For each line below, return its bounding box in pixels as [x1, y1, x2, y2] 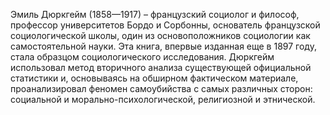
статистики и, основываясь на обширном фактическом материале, [10, 72, 299, 84]
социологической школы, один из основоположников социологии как [10, 30, 311, 41]
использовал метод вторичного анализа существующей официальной [10, 62, 312, 73]
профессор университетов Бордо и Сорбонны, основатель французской [10, 19, 321, 31]
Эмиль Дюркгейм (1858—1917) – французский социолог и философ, [10, 9, 300, 20]
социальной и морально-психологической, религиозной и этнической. [10, 94, 316, 105]
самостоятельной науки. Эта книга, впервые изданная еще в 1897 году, [10, 40, 317, 52]
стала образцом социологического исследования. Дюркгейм [10, 51, 275, 63]
